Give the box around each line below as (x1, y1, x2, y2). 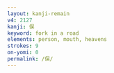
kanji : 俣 (7, 23, 35, 30)
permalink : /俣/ (7, 56, 54, 63)
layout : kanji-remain (7, 10, 70, 17)
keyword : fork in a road (7, 29, 79, 37)
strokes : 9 (7, 42, 39, 49)
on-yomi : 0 (7, 49, 39, 56)
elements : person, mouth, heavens (7, 36, 108, 43)
